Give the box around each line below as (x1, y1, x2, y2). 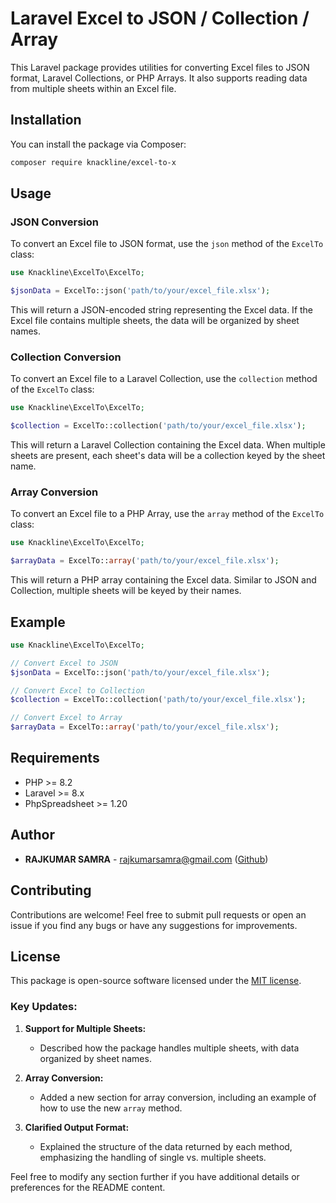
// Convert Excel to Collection (10, 685, 145, 696)
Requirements (10, 750, 100, 767)
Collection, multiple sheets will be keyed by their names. (10, 585, 242, 597)
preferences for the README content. (10, 1181, 166, 1193)
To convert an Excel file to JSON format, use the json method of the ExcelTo (10, 238, 324, 250)
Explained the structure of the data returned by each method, (39, 1140, 293, 1152)
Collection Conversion (10, 350, 122, 364)
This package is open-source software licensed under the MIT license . (10, 975, 302, 987)
